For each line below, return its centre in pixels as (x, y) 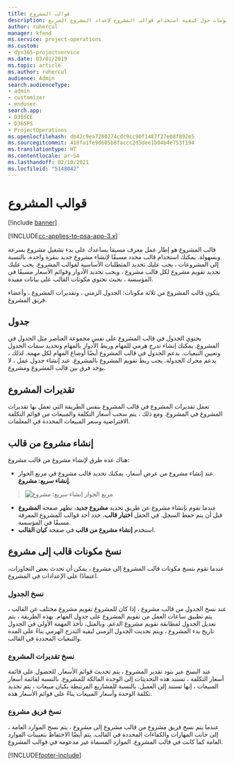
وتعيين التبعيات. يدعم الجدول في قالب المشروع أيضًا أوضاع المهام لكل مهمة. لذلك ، (114, 353)
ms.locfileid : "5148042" (44, 169)
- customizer (27, 98)
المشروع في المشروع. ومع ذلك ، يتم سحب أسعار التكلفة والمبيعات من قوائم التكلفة (115, 414)
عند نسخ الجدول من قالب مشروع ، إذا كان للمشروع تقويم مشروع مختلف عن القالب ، (117, 609)
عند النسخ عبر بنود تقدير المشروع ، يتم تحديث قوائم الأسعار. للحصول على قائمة (109, 671)
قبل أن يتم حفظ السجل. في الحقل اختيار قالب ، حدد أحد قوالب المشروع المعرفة (120, 515)
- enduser (22, 104)
